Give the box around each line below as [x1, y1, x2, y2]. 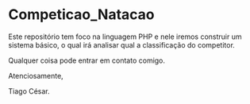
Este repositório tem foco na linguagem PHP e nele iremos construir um [8, 32, 242, 41]
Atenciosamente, [8, 71, 63, 80]
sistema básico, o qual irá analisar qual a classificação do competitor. [8, 40, 236, 49]
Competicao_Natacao [8, 6, 155, 24]
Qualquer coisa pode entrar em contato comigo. [8, 56, 165, 65]
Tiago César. [8, 86, 50, 96]
